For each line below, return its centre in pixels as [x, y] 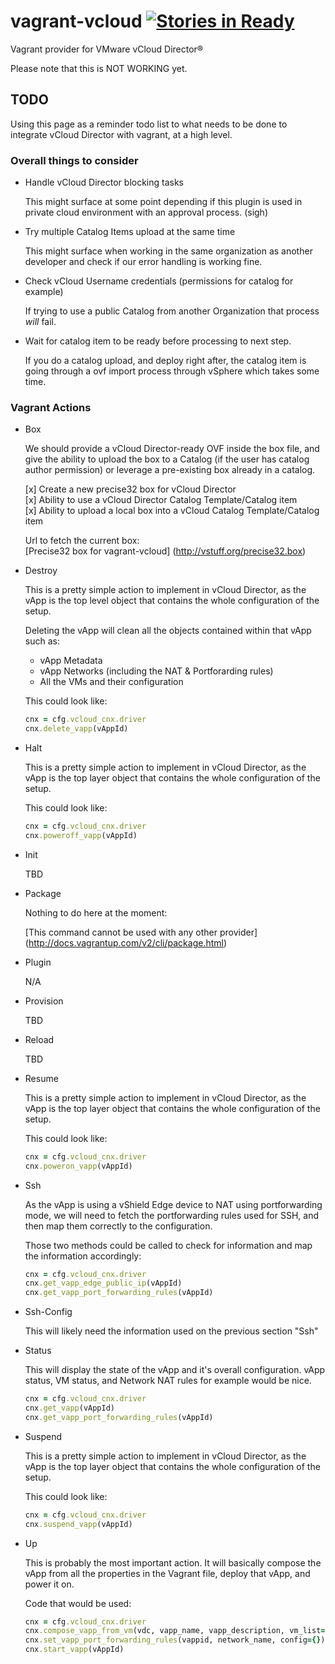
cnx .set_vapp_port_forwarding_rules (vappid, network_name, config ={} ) [175, 1640]
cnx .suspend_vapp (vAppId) [78, 1524]
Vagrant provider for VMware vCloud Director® [107, 49]
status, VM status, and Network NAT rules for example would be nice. [168, 1381]
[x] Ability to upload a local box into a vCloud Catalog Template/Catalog [172, 511]
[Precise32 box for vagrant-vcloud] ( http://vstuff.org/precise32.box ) [165, 551]
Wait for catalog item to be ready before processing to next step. [158, 341]
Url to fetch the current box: [82, 541]
